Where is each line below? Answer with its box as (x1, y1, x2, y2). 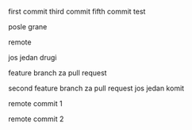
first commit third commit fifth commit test (8, 7, 146, 16)
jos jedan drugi (8, 53, 57, 62)
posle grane (8, 22, 48, 31)
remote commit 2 (8, 114, 64, 124)
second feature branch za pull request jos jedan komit (8, 83, 185, 93)
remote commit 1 (8, 99, 63, 108)
